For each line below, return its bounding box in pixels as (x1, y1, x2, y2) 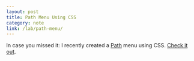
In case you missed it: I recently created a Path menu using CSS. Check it (6, 42, 188, 49)
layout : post (6, 8, 39, 15)
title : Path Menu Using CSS (6, 14, 77, 20)
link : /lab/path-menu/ (6, 25, 63, 32)
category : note (6, 20, 44, 26)
